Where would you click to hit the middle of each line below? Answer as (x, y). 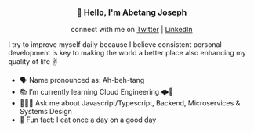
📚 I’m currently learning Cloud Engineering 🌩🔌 (96, 92)
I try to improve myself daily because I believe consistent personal (115, 45)
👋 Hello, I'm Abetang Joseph (132, 12)
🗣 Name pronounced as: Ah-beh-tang (82, 80)
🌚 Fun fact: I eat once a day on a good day (88, 120)
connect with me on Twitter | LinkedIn (132, 30)
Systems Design (46, 112)
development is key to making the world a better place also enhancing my (127, 53)
